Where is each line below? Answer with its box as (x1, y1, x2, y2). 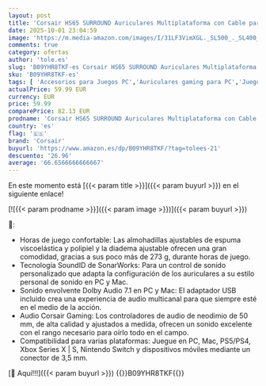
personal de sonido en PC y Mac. (19, 277, 128, 287)
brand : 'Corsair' (8, 136, 66, 145)
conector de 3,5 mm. (19, 354, 89, 363)
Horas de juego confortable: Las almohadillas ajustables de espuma (19, 235, 241, 245)
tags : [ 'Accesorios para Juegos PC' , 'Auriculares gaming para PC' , (8, 78, 239, 86)
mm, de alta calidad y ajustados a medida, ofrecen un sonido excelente (19, 319, 253, 329)
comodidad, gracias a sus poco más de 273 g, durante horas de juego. (19, 252, 251, 262)
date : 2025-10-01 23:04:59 (8, 26, 97, 34)
